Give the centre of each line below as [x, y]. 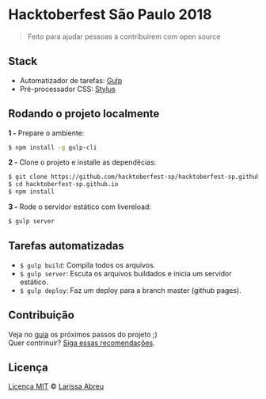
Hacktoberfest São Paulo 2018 [110, 15]
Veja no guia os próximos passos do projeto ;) [83, 334]
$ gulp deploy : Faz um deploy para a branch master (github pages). [130, 290]
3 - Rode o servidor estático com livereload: [80, 207]
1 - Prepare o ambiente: [46, 133]
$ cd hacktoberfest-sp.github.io [63, 184]
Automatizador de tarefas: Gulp [71, 80]
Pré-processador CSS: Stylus [68, 89]
